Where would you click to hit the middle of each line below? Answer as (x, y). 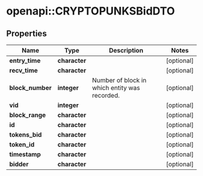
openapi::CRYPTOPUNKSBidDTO (91, 11)
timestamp (25, 154)
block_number (31, 88)
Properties (27, 34)
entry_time (25, 60)
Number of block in (119, 80)
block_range (28, 115)
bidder (19, 164)
